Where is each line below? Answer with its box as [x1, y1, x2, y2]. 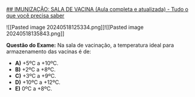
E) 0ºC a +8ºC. [14, 85, 53, 92]
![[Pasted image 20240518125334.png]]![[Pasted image [6, 24, 144, 31]
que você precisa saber [6, 12, 65, 19]
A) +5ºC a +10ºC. [14, 60, 59, 66]
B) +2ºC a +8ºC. [14, 66, 56, 73]
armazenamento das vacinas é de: [6, 48, 91, 55]
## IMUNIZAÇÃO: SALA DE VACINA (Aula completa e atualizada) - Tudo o [6, 6, 189, 13]
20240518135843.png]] [6, 30, 65, 37]
